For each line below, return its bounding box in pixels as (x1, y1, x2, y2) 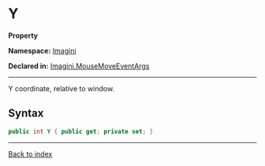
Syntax (8, 107, 44, 120)
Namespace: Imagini (8, 46, 77, 55)
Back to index (8, 149, 53, 158)
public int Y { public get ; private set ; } (8, 127, 154, 135)
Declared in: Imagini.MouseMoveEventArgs (8, 61, 150, 71)
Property (8, 31, 39, 40)
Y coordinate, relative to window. (8, 83, 115, 93)
